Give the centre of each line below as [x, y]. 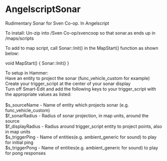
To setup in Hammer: [27, 73]
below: [12, 53]
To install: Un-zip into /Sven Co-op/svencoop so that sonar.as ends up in [80, 33]
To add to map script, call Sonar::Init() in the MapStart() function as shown [82, 48]
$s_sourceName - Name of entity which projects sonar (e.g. [67, 105]
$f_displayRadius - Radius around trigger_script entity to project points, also [83, 126]
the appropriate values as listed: [38, 94]
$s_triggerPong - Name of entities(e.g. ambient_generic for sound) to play [82, 147]
